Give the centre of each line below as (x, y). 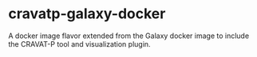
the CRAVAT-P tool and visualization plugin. (79, 44)
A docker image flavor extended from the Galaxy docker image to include (129, 36)
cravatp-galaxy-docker (87, 14)
